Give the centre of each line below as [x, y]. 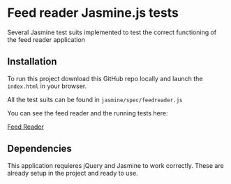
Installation [32, 62]
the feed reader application [46, 39]
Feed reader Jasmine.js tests [93, 13]
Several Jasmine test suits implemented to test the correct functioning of [112, 32]
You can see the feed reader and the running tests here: [88, 113]
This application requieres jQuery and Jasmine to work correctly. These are [116, 165]
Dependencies [39, 149]
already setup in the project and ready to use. [73, 173]
